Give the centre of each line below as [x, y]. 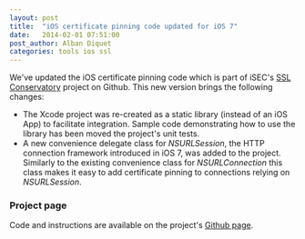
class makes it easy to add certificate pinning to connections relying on [156, 173]
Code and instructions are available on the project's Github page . [132, 225]
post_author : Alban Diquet [61, 43]
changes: [27, 97]
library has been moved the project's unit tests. [111, 134]
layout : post [34, 18]
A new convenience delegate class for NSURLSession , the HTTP [144, 144]
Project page [38, 205]
